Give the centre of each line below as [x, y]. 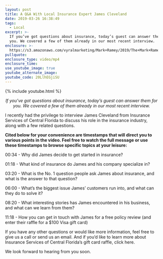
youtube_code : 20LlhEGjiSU [32, 77]
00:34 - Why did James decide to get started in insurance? [64, 155]
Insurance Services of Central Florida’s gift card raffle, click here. [70, 242]
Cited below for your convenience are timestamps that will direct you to [79, 135]
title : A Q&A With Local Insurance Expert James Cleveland [66, 14]
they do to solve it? [24, 193]
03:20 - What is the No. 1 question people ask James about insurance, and [80, 173]
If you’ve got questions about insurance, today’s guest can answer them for [81, 101]
